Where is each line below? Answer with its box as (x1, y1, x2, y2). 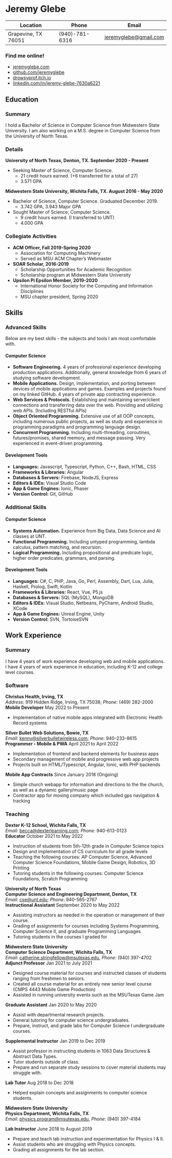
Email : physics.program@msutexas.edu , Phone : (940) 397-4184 (5, 1116, 141, 1122)
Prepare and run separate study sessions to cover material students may (12, 1064, 166, 1070)
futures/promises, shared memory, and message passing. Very (12, 435, 146, 441)
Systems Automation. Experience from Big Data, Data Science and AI (12, 527, 161, 534)
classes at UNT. (12, 533, 47, 539)
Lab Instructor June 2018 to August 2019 (5, 1126, 93, 1132)
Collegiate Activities (5, 233, 57, 240)
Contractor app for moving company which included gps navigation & (12, 792, 160, 798)
